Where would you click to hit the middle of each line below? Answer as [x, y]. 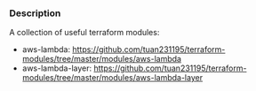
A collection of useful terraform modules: [84, 33]
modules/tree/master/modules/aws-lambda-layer [112, 78]
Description [35, 13]
